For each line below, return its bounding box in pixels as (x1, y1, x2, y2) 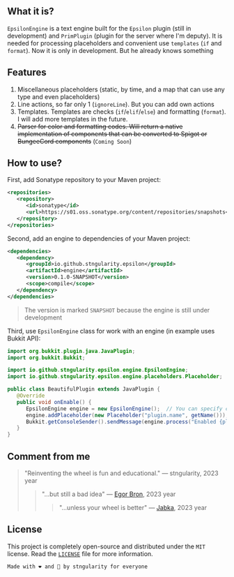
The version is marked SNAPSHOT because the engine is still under (24, 306, 210, 314)
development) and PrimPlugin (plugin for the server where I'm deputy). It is (7, 31, 223, 40)
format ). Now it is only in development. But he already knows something (7, 46, 214, 54)
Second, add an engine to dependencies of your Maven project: (7, 234, 190, 243)
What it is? (7, 6, 54, 17)
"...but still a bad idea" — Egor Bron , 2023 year (41, 490, 176, 498)
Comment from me (7, 450, 91, 463)
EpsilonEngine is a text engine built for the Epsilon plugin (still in (7, 24, 192, 32)
